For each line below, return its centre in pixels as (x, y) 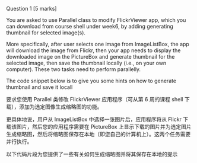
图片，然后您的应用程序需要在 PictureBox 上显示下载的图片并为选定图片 (104, 127)
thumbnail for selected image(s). (46, 33)
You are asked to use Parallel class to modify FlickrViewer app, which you (96, 20)
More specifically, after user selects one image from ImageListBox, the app (98, 44)
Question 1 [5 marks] (31, 9)
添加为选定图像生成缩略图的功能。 (61, 107)
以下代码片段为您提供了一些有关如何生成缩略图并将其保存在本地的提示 (92, 154)
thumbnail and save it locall (39, 87)
